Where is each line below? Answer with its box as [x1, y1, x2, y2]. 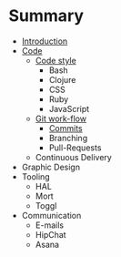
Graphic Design [21, 161, 81, 172]
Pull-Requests [48, 142, 102, 153]
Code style [35, 55, 76, 66]
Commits [48, 122, 83, 133]
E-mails [35, 220, 65, 231]
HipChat [35, 229, 66, 240]
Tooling [21, 170, 51, 182]
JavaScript [48, 103, 90, 114]
